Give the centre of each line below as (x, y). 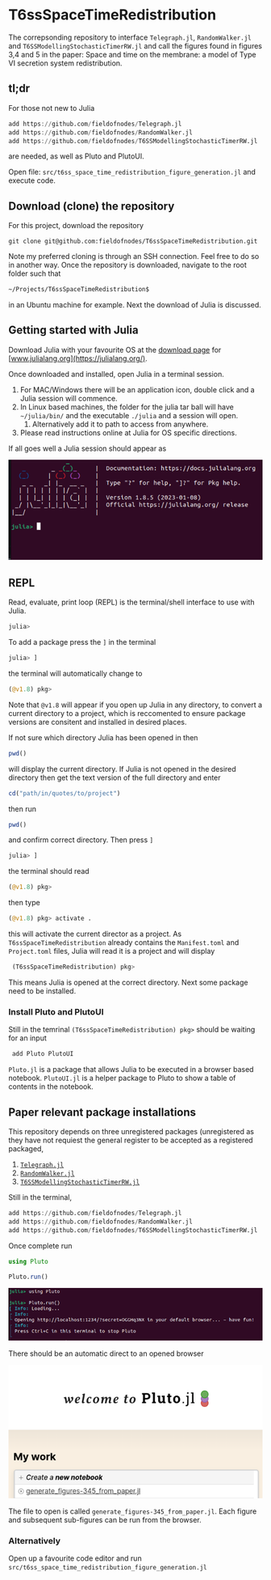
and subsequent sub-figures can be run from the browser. (105, 1519)
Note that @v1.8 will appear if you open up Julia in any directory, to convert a (135, 705)
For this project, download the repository (76, 226)
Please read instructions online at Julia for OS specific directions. (128, 432)
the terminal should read (49, 871)
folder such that (35, 273)
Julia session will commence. (69, 398)
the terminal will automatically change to (75, 673)
